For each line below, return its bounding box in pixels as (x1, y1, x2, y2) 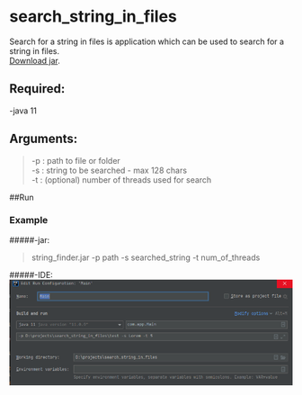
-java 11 (9, 105, 38, 116)
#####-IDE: (9, 269, 54, 280)
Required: (9, 81, 66, 96)
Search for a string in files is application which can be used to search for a (9, 36, 285, 47)
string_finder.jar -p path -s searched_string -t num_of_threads (31, 252, 261, 263)
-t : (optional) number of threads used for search (31, 174, 212, 185)
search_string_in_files (9, 6, 178, 27)
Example (9, 214, 49, 227)
